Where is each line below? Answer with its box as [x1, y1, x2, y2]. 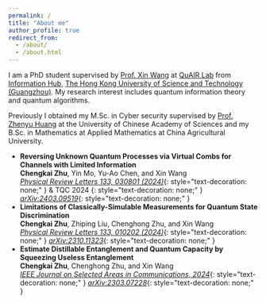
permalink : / [8, 11, 52, 20]
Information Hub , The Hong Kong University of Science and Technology [8, 79, 244, 88]
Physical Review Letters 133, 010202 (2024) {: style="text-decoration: [19, 228, 248, 236]
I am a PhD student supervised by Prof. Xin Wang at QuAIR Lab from [8, 71, 232, 79]
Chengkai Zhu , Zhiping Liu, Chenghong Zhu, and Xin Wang [19, 219, 214, 228]
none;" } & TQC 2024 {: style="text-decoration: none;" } [19, 186, 203, 194]
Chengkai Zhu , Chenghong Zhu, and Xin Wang [19, 261, 174, 270]
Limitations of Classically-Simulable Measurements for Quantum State [19, 202, 258, 211]
